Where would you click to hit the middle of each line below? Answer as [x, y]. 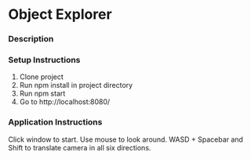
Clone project [42, 77]
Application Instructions [55, 122]
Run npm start [42, 94]
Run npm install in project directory [76, 85]
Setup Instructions [44, 60]
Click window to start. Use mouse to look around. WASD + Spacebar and [125, 139]
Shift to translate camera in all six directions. [80, 147]
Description [31, 39]
